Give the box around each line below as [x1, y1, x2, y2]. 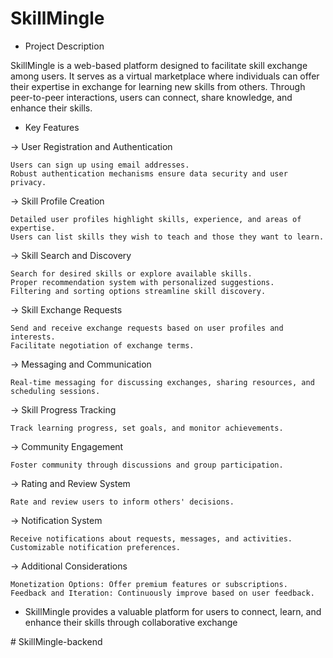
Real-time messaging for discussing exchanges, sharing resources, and [10, 377, 315, 387]
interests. [10, 332, 56, 342]
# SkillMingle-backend [10, 635, 103, 647]
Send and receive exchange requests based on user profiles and [10, 323, 284, 333]
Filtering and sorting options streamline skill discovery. [10, 286, 267, 296]
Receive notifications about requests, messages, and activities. [10, 533, 293, 544]
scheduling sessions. [10, 386, 101, 396]
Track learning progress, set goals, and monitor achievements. [10, 423, 284, 433]
